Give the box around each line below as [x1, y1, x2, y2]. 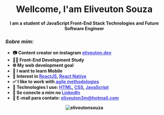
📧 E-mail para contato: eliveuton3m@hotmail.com [12, 95, 119, 101]
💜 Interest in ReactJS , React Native [12, 73, 87, 79]
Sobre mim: [5, 38, 34, 45]
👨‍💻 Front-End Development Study [12, 57, 84, 63]
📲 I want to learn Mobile [12, 68, 63, 74]
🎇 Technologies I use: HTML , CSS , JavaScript [12, 84, 109, 90]
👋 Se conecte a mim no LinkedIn [12, 89, 80, 96]
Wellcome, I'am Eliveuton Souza [16, 4, 153, 15]
